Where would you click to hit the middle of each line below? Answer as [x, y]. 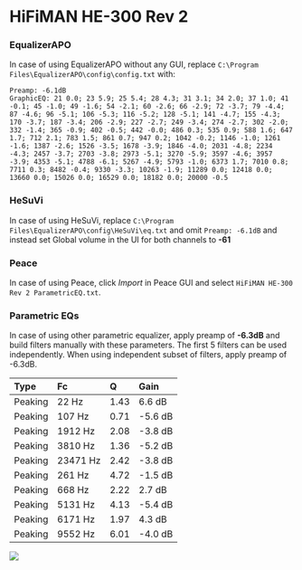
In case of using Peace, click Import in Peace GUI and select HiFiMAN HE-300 [151, 283]
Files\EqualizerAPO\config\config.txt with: [93, 74]
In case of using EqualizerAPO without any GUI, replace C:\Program [134, 64]
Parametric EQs [44, 316]
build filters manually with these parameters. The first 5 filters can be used [148, 345]
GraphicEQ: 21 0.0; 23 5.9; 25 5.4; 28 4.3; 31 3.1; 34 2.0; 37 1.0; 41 [149, 99]
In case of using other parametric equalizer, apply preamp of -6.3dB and [145, 336]
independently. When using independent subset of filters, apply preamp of [148, 355]
